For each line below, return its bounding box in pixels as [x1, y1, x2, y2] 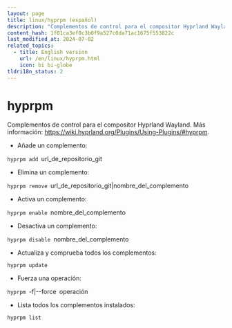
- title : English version [13, 49, 88, 56]
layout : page [7, 10, 45, 17]
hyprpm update [7, 262, 48, 269]
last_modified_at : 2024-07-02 [7, 36, 95, 43]
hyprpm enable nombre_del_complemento [7, 208, 126, 217]
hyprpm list [7, 314, 41, 322]
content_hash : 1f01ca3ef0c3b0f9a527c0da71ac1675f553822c [7, 29, 175, 37]
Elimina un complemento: [17, 168, 90, 176]
